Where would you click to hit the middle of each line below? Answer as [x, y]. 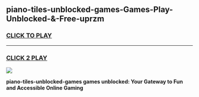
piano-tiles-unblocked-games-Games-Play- [90, 10]
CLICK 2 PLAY [27, 58]
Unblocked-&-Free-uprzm [55, 19]
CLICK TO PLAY [29, 36]
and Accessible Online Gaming [45, 88]
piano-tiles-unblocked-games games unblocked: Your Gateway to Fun [95, 81]
